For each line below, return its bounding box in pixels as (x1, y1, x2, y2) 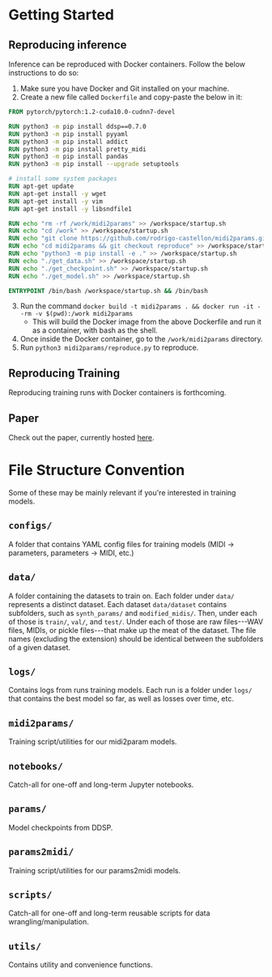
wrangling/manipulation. (8, 917, 89, 927)
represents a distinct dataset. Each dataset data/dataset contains (8, 599, 227, 609)
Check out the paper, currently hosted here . (8, 433, 155, 442)
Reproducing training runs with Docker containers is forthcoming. (8, 388, 227, 397)
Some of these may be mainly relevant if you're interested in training (8, 487, 236, 497)
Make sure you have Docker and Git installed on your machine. (19, 83, 229, 93)
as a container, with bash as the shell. (32, 325, 158, 335)
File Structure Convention (8, 461, 185, 479)
